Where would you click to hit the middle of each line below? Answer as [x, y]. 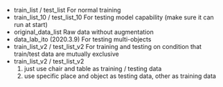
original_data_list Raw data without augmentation [83, 32]
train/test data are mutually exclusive [66, 54]
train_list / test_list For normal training [67, 10]
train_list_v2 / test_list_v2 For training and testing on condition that [108, 47]
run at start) [31, 25]
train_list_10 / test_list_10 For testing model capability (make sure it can [114, 17]
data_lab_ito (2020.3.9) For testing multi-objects [82, 39]
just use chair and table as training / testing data [93, 69]
